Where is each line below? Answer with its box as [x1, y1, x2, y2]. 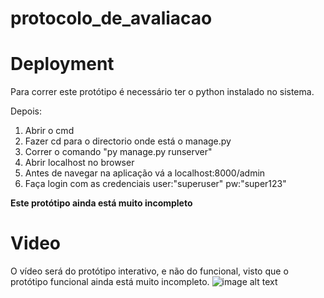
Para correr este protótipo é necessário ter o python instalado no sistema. [10, 86, 315, 98]
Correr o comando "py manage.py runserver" [24, 146, 213, 158]
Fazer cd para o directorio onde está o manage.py [24, 135, 232, 147]
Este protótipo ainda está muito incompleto [10, 197, 193, 209]
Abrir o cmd [24, 125, 75, 137]
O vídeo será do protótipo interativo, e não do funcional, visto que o [10, 265, 289, 277]
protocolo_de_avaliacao [10, 7, 213, 30]
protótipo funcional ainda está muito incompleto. [10, 276, 210, 288]
